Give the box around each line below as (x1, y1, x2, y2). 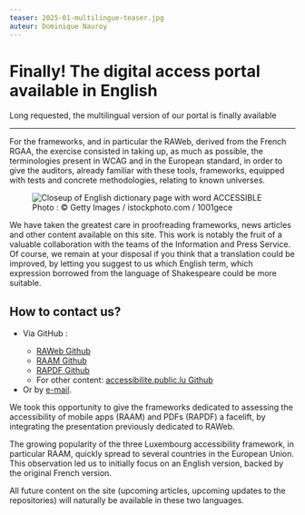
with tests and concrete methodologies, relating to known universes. (9, 174, 266, 186)
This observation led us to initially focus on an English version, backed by (9, 458, 284, 469)
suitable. (9, 278, 42, 289)
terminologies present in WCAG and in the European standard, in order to (9, 155, 283, 166)
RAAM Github (35, 355, 88, 366)
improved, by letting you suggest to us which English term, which (9, 258, 253, 269)
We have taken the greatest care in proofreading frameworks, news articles (9, 220, 292, 231)
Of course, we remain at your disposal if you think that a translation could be (9, 249, 295, 260)
